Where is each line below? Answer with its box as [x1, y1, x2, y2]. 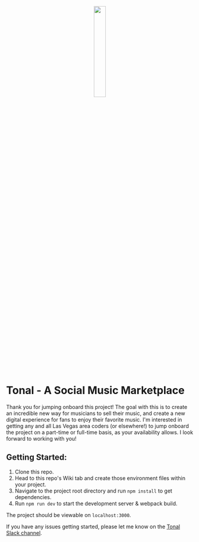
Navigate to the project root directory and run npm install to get [14, 487, 172, 494]
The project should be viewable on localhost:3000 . [6, 511, 131, 518]
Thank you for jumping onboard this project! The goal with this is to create [6, 403, 188, 410]
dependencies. [14, 493, 52, 500]
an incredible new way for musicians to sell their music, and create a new [6, 410, 185, 417]
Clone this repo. [14, 468, 54, 475]
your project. [14, 481, 46, 488]
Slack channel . [6, 529, 43, 536]
